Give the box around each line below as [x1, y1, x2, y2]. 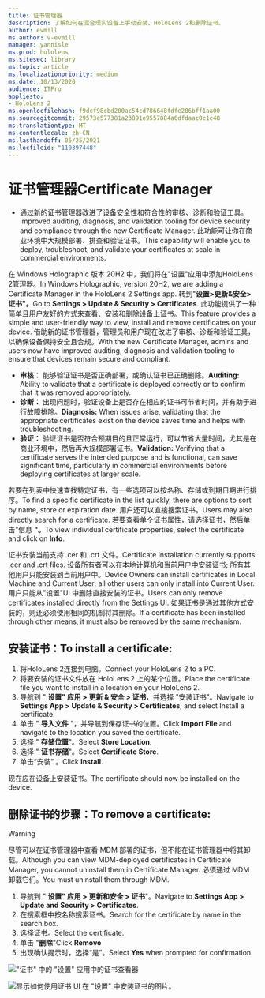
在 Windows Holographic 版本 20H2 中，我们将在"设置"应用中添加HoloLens [8, 269, 254, 279]
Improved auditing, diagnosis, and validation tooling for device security [19, 216, 251, 226]
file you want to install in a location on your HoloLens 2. [19, 683, 200, 692]
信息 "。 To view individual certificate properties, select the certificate [18, 525, 244, 535]
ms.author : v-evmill [8, 33, 77, 42]
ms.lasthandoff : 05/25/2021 [8, 136, 101, 144]
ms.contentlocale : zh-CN [8, 129, 90, 137]
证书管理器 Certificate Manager [8, 180, 213, 198]
